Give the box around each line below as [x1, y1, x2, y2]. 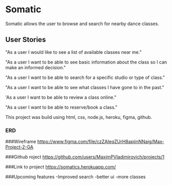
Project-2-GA [5, 144, 33, 150]
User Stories [5, 35, 46, 44]
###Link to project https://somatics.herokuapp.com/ [5, 164, 117, 170]
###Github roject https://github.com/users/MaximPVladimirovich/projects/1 [5, 154, 165, 160]
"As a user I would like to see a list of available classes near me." [5, 49, 142, 55]
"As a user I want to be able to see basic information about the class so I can [5, 59, 167, 65]
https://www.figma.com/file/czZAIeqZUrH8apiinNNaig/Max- [37, 138, 164, 145]
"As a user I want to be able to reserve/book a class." [5, 104, 118, 110]
